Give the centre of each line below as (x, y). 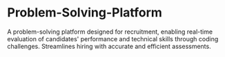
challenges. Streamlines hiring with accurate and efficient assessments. (109, 46)
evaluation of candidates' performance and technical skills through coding (113, 38)
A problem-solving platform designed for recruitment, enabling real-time (110, 32)
